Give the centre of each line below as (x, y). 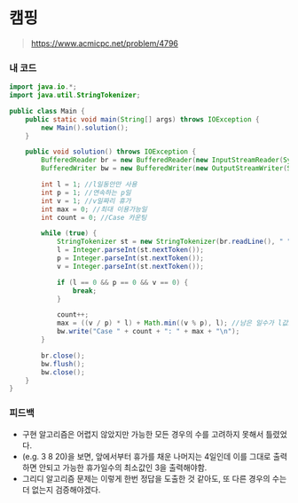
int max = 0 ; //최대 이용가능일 (94, 209)
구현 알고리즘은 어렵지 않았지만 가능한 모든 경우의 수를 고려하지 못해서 (143, 434)
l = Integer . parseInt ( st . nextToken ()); (130, 250)
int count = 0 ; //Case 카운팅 (94, 217)
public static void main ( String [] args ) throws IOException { (142, 119)
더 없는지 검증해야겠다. (61, 490)
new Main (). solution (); (85, 128)
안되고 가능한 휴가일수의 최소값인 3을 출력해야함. (123, 468)
